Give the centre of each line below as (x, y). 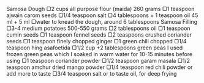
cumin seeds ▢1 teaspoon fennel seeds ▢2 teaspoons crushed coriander (99, 35)
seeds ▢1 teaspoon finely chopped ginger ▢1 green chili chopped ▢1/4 (96, 41)
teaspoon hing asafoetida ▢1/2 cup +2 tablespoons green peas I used (95, 48)
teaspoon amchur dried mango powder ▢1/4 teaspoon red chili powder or (100, 67)
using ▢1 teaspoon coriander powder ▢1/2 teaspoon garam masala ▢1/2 (98, 61)
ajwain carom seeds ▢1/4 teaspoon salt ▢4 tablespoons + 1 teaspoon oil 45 (102, 15)
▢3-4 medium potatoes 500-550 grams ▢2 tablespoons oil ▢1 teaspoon (99, 28)
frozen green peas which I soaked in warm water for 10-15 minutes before (100, 54)
